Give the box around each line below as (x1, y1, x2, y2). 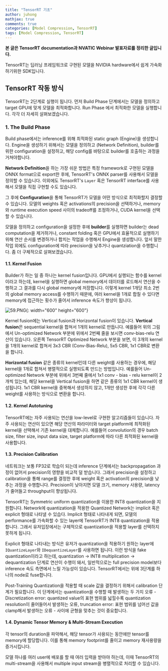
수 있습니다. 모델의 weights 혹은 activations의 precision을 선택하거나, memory (5, 201, 161, 207)
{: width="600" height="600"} (25, 307, 88, 313)
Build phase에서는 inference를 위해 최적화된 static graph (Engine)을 (5, 136, 141, 142)
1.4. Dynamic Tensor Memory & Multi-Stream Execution (5, 619, 123, 625)
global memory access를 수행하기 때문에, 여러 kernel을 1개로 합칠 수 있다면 (10, 291, 160, 297)
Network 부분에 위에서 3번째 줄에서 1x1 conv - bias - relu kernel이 (26, 372, 158, 378)
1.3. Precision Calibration (5, 451, 58, 457)
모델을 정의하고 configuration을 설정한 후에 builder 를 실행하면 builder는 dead (5, 224, 159, 230)
